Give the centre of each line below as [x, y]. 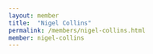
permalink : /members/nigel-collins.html [77, 30]
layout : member [34, 15]
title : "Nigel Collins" [50, 23]
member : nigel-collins [46, 38]
